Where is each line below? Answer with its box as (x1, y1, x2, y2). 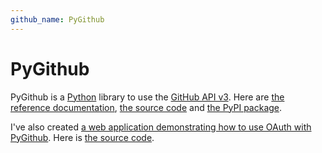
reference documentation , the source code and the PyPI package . (10, 101, 283, 113)
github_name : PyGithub (10, 14, 105, 25)
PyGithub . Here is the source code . (10, 131, 155, 143)
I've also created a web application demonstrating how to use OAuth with (10, 121, 312, 133)
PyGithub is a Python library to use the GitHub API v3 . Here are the (10, 91, 285, 103)
